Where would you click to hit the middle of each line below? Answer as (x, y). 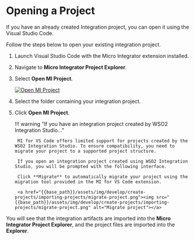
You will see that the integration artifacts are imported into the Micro (88, 218)
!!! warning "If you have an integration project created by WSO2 (91, 124)
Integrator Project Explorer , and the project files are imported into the (90, 224)
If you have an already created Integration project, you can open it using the (97, 27)
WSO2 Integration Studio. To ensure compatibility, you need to (95, 146)
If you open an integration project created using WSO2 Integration (103, 161)
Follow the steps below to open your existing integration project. (83, 44)
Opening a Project (51, 11)
